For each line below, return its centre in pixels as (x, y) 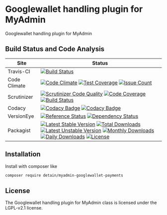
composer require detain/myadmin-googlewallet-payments (64, 175)
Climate (17, 85)
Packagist (19, 130)
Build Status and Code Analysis (55, 49)
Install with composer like (31, 166)
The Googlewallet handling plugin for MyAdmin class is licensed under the (81, 203)
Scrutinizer (20, 97)
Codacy (17, 108)
